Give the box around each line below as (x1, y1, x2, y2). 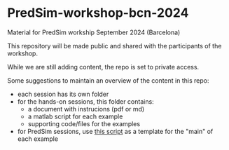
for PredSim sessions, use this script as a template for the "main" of (17, 127, 214, 135)
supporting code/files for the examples (27, 119, 141, 128)
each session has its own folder (17, 90, 109, 98)
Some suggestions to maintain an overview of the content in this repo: (7, 76, 209, 85)
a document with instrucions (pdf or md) (27, 104, 145, 113)
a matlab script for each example (27, 112, 123, 121)
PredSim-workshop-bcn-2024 (7, 5, 189, 21)
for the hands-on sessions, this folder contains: (17, 97, 154, 106)
